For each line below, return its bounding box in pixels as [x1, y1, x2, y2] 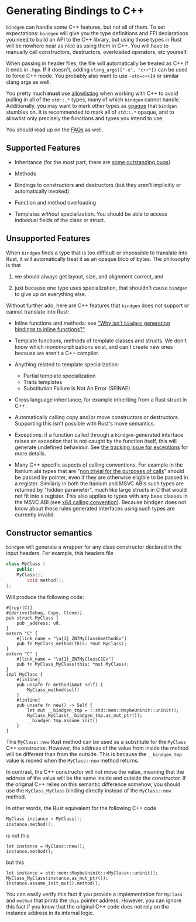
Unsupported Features [6, 233, 91, 244]
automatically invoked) [14, 188, 70, 195]
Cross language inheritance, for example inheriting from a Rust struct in [14, 396, 187, 403]
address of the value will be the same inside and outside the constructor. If [6, 774, 186, 781]
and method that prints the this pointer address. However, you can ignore [6, 897, 182, 904]
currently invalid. [14, 511, 56, 518]
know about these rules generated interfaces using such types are [14, 505, 175, 512]
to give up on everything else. [14, 290, 87, 297]
